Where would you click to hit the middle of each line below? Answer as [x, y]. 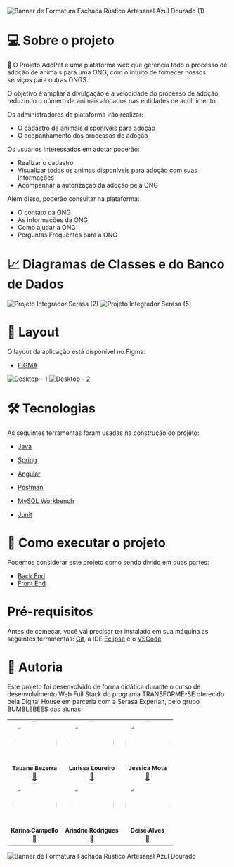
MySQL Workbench [46, 501]
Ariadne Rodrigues [92, 830]
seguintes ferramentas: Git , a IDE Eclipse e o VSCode [84, 639]
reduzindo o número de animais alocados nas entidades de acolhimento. [112, 100]
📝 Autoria [35, 667]
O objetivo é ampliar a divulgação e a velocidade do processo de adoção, [113, 93]
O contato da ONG [44, 212]
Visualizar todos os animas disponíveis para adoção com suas [108, 170]
